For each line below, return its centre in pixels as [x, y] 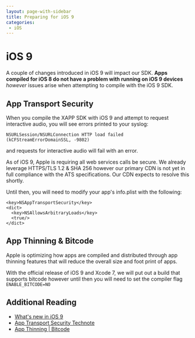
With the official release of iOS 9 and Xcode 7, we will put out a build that [93, 273]
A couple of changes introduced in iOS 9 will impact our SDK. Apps [87, 73]
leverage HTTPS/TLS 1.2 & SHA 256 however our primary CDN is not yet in [95, 168]
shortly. [15, 181]
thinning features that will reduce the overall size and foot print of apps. [92, 261]
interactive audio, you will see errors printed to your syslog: [77, 124]
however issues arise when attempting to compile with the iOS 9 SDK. [90, 85]
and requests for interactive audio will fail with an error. [72, 151]
